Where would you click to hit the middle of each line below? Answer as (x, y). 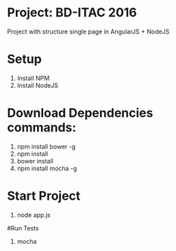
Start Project (44, 196)
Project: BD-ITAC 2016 (72, 13)
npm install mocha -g (47, 168)
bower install (35, 161)
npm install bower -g (46, 146)
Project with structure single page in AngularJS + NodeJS (88, 31)
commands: (42, 128)
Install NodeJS (38, 85)
